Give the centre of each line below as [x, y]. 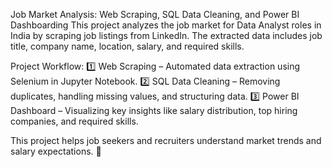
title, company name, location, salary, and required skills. [127, 46]
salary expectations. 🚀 [56, 151]
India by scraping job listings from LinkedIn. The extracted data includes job [166, 35]
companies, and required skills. [74, 121]
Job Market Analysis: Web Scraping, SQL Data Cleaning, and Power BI [155, 14]
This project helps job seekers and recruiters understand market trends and [166, 140]
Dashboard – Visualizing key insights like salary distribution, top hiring [154, 110]
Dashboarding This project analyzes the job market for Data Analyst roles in [166, 25]
